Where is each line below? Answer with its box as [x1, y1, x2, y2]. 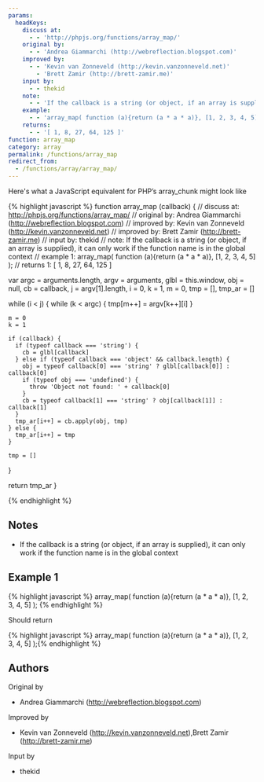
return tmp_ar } [8, 481, 57, 490]
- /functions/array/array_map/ [15, 165, 118, 173]
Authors [8, 662, 49, 675]
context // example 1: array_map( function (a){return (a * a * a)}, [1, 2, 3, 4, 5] [8, 252, 256, 261]
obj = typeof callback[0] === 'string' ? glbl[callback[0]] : [22, 362, 230, 370]
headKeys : [15, 19, 47, 27]
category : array [8, 143, 61, 151]
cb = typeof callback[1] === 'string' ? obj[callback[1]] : [22, 397, 223, 405]
